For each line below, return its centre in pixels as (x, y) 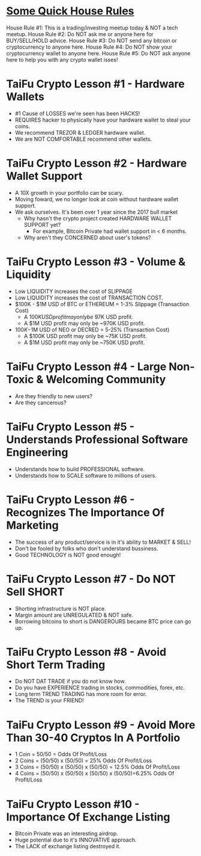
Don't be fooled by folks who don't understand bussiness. (86, 548)
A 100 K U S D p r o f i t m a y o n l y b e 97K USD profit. (79, 316)
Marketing (32, 525)
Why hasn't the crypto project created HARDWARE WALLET (98, 218)
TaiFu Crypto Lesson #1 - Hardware (95, 84)
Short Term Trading (56, 664)
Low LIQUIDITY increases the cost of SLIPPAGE (74, 291)
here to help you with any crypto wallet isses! (62, 60)
